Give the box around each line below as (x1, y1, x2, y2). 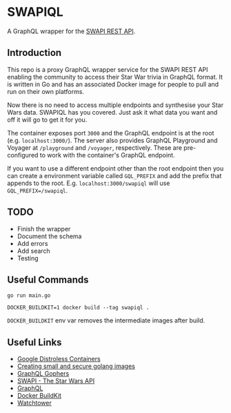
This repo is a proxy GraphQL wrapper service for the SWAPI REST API (7, 65, 208, 73)
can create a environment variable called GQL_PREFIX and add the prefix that (7, 171, 222, 180)
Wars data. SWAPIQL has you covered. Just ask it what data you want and (7, 108, 218, 116)
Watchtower (17, 398, 52, 407)
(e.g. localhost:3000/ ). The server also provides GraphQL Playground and (7, 136, 218, 144)
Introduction (7, 47, 62, 59)
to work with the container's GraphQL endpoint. (39, 151, 175, 159)
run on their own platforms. (7, 87, 85, 95)
